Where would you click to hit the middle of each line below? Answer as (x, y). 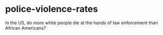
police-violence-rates (52, 9)
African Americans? (26, 28)
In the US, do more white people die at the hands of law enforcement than (81, 23)
